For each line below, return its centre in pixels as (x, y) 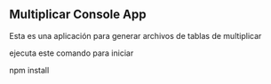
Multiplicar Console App (78, 15)
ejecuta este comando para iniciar (72, 53)
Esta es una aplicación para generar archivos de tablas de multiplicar (135, 35)
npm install (29, 70)
